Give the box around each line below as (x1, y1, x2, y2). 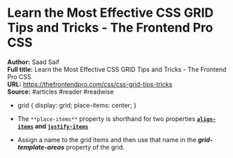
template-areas (17, 143, 65, 151)
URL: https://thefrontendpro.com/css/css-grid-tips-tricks (7, 80, 173, 88)
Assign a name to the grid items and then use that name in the (17, 135, 197, 144)
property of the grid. (66, 143, 125, 151)
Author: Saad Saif (7, 57, 59, 66)
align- (197, 115, 216, 123)
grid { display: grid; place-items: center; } (17, 101, 137, 109)
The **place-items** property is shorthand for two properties (17, 114, 196, 123)
